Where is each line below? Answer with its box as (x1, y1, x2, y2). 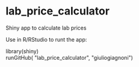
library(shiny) (5, 47, 39, 55)
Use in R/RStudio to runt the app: (5, 36, 87, 43)
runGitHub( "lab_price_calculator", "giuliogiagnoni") (5, 54, 134, 61)
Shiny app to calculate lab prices (5, 24, 87, 31)
